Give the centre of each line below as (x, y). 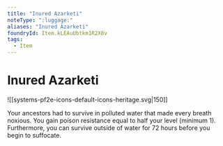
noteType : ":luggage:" (40, 20)
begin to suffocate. (34, 135)
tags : (15, 40)
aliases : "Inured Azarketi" (48, 26)
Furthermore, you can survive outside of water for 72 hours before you (109, 128)
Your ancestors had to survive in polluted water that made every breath (109, 113)
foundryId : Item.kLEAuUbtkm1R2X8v (57, 33)
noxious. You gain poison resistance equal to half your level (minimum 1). (111, 120)
